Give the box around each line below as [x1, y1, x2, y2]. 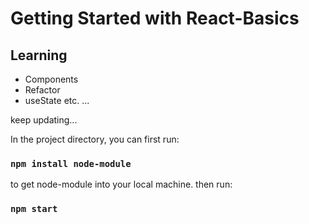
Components [24, 73, 79, 85]
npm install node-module [10, 158, 132, 169]
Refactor [24, 84, 61, 96]
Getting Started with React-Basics [10, 7, 300, 30]
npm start [10, 203, 58, 215]
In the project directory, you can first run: [10, 133, 180, 145]
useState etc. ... [24, 95, 90, 106]
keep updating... [10, 114, 78, 126]
